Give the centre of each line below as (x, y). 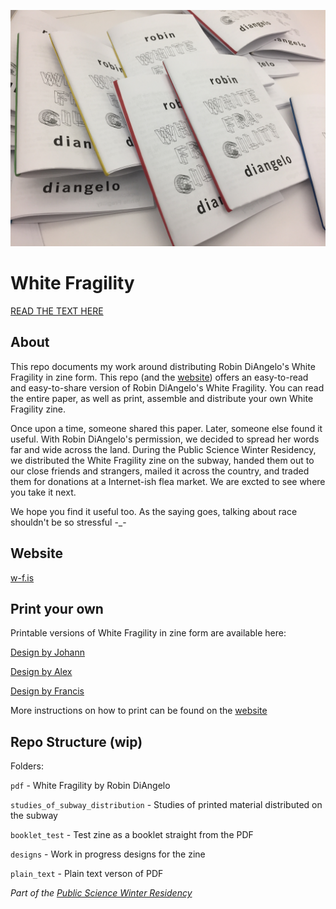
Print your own (57, 608)
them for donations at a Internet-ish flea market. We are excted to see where (168, 481)
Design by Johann (48, 652)
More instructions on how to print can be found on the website (139, 711)
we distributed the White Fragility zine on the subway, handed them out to (162, 460)
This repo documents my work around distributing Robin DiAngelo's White (163, 366)
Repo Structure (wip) (76, 741)
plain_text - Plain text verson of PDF (87, 874)
